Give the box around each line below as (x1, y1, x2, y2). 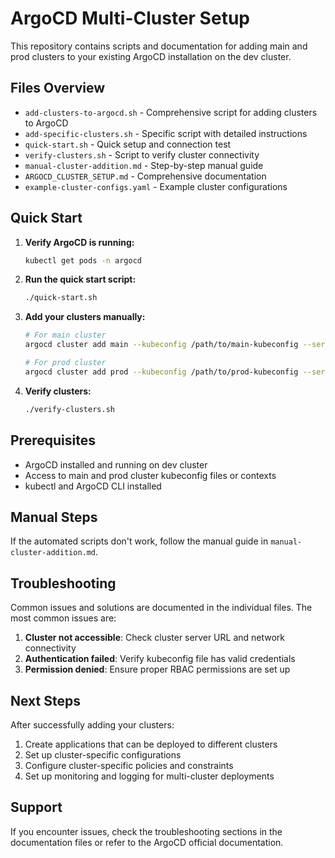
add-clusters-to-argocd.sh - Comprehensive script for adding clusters (24, 106, 318, 118)
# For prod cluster (24, 358, 107, 368)
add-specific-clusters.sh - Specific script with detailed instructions (24, 127, 308, 139)
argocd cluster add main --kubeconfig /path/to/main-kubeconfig (24, 340, 299, 350)
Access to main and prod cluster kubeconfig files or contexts (24, 469, 277, 481)
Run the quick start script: (24, 273, 137, 286)
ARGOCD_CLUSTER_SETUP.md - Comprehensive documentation (24, 170, 267, 182)
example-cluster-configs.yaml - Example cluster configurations (24, 180, 288, 192)
